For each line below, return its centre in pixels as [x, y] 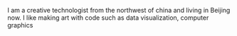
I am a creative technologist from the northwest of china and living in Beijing [119, 10]
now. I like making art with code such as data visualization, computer [108, 18]
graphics [20, 25]
